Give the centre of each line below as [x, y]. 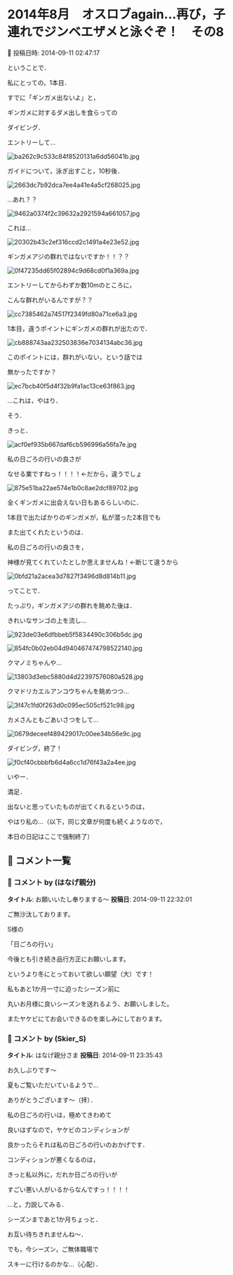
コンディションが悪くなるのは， [53, 1159]
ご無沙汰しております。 [41, 914]
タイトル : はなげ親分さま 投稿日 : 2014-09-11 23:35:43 [85, 1055]
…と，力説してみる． [38, 1204]
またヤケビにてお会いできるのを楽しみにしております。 [87, 1019]
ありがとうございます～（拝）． [52, 1099]
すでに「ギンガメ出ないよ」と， [53, 97]
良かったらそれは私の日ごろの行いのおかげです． [78, 1144]
